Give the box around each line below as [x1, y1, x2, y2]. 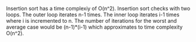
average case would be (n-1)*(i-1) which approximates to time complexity [6, 23, 183, 30]
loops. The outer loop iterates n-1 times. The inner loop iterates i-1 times [6, 11, 180, 18]
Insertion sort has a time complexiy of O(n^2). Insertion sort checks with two [6, 5, 191, 12]
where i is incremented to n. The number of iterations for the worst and [6, 17, 177, 24]
